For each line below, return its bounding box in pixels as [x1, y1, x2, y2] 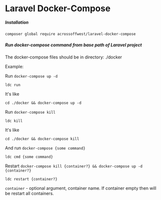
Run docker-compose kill [5, 109, 56, 115]
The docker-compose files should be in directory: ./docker [5, 54, 123, 60]
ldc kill [5, 119, 23, 123]
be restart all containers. [5, 191, 54, 197]
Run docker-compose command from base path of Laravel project [5, 42, 142, 48]
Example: [5, 64, 24, 70]
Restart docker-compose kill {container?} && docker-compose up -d [5, 163, 143, 169]
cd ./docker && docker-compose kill [5, 137, 79, 141]
